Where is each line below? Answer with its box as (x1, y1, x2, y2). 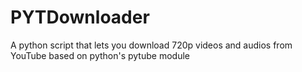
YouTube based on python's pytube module (10, 49, 190, 61)
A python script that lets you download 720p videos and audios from (10, 39, 293, 51)
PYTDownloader (10, 6, 150, 29)
